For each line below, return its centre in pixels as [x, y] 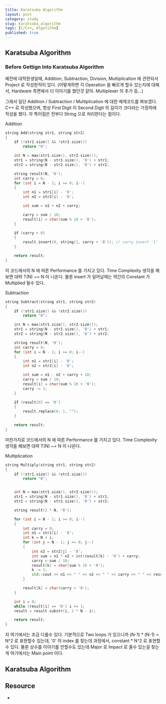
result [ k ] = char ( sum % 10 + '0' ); [68, 565]
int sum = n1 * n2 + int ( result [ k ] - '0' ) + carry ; [86, 556]
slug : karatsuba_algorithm [33, 24]
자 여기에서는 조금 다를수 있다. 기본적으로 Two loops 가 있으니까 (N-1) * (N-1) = [82, 635]
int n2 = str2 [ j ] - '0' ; [57, 551]
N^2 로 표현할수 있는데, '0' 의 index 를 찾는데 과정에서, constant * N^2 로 [76, 641]
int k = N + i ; [39, 538]
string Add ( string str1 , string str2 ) [45, 133]
